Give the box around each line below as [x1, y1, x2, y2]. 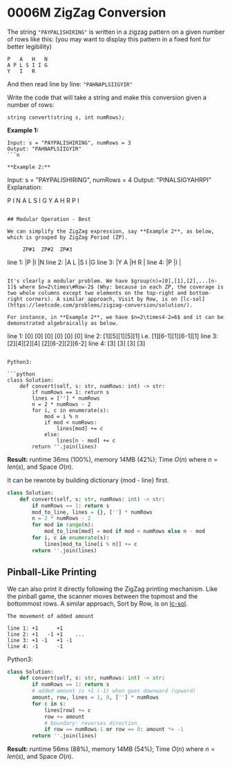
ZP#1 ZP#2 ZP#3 [22, 246, 72, 253]
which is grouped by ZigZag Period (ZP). [7, 233, 128, 241]
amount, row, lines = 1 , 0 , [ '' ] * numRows [32, 694, 159, 701]
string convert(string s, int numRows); [7, 114, 126, 121]
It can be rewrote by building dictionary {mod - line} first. [7, 476, 169, 484]
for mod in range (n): [32, 521, 95, 529]
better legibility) [7, 42, 52, 50]
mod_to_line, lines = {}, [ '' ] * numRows [32, 509, 153, 516]
